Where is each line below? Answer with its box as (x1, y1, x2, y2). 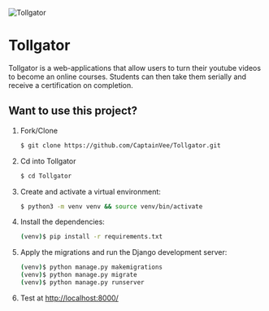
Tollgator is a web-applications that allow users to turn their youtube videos (8, 63, 262, 72)
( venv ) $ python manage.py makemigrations (20, 263, 163, 272)
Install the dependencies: (20, 217, 106, 227)
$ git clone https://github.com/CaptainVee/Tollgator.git (20, 141, 221, 150)
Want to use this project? (8, 104, 138, 118)
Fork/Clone (20, 125, 59, 135)
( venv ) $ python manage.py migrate (20, 271, 137, 279)
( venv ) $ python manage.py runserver (20, 278, 145, 287)
